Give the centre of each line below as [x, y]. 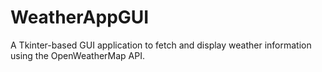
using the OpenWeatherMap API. [77, 55]
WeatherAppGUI [80, 17]
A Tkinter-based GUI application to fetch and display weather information [161, 45]
